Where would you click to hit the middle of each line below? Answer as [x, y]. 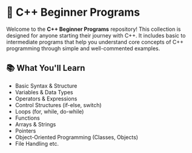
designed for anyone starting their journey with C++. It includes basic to [96, 35]
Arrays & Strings [35, 124]
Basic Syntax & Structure [46, 86]
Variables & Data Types [44, 92]
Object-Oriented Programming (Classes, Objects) [76, 137]
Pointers [25, 131]
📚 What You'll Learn [46, 68]
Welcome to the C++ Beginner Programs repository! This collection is [94, 29]
